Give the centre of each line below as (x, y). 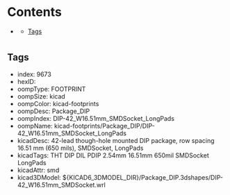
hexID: (26, 81)
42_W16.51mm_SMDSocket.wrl (61, 185)
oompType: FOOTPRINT (51, 89)
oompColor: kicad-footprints (58, 103)
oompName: (35, 126)
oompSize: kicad (41, 96)
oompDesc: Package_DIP (54, 111)
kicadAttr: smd (38, 170)
